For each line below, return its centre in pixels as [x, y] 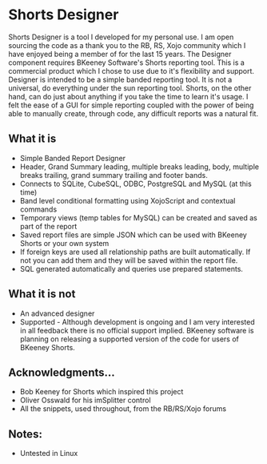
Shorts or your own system [64, 243]
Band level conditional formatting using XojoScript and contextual [128, 200]
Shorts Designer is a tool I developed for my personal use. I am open [121, 37]
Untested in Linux [49, 454]
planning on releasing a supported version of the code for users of [130, 339]
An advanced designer [57, 313]
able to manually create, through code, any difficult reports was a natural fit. [133, 113]
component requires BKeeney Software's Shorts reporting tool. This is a [127, 63]
